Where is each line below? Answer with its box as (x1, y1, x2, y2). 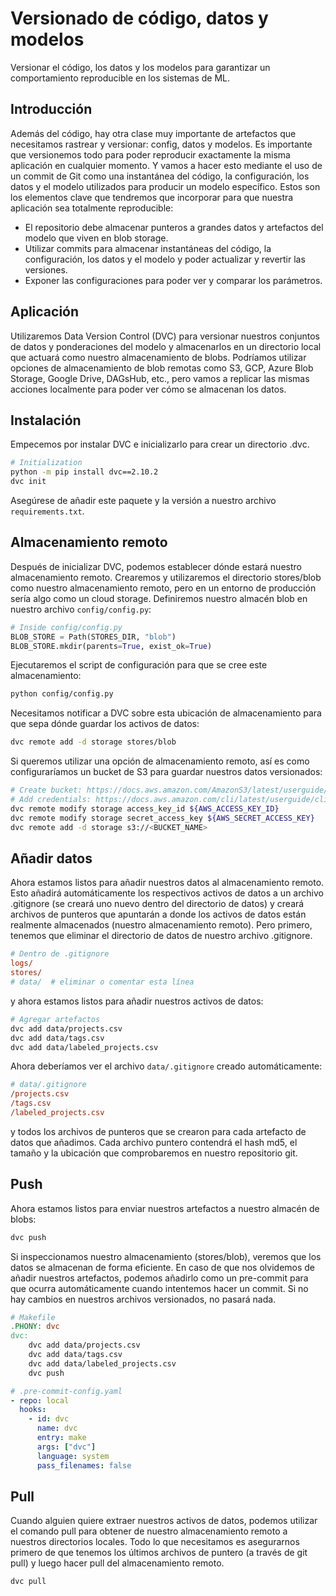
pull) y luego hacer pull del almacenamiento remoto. (10, 1557, 225, 1569)
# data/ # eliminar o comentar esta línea (10, 977, 195, 987)
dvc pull (10, 1577, 47, 1587)
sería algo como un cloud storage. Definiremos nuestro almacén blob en (10, 592, 308, 604)
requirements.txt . (10, 505, 85, 517)
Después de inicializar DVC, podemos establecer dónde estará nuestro (10, 560, 302, 572)
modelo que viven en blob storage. (24, 232, 169, 244)
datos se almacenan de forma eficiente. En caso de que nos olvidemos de (10, 1261, 316, 1273)
